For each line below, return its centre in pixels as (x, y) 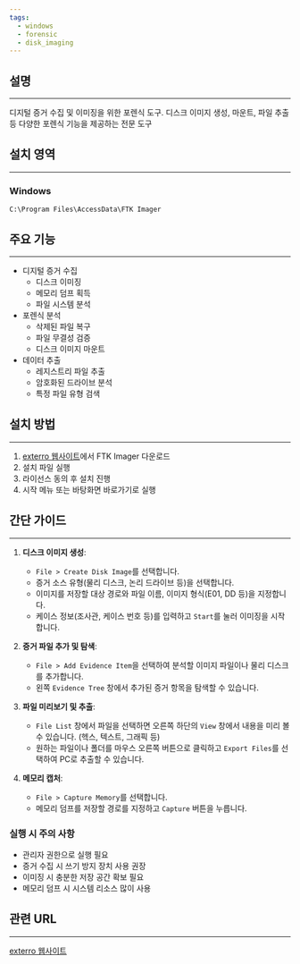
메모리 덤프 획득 (63, 292)
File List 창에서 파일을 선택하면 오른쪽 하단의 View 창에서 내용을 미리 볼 (162, 725)
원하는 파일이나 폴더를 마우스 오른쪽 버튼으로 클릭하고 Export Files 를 (157, 748)
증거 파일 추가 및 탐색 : (60, 646)
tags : (19, 17)
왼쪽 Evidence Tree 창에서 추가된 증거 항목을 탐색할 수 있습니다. (147, 687)
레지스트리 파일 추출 (70, 371)
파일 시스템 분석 (63, 304)
